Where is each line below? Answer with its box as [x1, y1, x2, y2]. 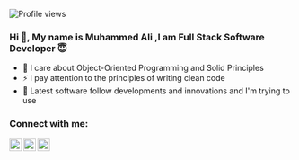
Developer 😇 [9, 41, 67, 54]
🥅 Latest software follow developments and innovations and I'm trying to [22, 85, 290, 96]
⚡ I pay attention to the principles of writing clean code [22, 73, 226, 84]
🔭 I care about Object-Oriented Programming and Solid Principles [22, 63, 265, 74]
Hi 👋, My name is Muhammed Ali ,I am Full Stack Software [9, 31, 265, 43]
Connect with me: [9, 118, 89, 130]
